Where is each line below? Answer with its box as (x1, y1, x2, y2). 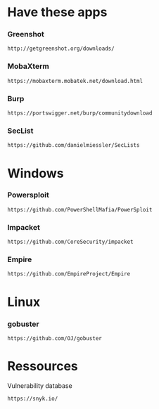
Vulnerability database (7, 381, 72, 390)
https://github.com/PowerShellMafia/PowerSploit (7, 206, 153, 213)
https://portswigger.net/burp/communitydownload (7, 110, 153, 117)
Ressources (7, 358, 79, 375)
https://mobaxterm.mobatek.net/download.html (7, 77, 143, 84)
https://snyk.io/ (7, 395, 58, 402)
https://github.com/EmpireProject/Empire (7, 271, 131, 278)
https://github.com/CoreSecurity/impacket (7, 238, 134, 246)
